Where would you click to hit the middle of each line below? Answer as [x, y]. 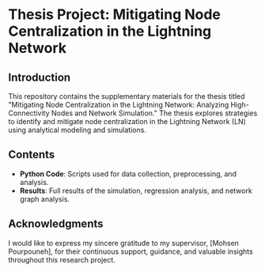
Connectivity [29, 113]
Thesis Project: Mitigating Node [115, 15]
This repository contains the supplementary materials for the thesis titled [127, 96]
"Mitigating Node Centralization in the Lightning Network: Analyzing [119, 105]
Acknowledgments [56, 224]
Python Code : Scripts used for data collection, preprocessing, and [128, 174]
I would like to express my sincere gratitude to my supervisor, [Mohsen [124, 243]
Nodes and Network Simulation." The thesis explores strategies [154, 113]
